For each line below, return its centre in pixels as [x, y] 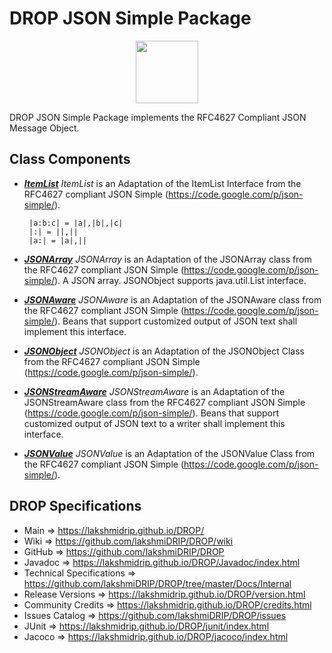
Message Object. [44, 128]
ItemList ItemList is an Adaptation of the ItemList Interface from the [162, 183]
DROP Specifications [75, 506]
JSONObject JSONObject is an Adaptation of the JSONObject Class [164, 351]
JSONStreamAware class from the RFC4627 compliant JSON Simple [164, 402]
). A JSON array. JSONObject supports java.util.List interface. [180, 280]
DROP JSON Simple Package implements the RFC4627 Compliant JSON [158, 117]
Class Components [70, 159]
